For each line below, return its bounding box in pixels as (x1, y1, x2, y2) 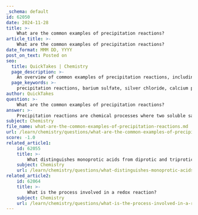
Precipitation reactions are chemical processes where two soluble (16, 113, 186, 118)
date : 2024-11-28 (6, 19, 49, 25)
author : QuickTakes (6, 91, 54, 97)
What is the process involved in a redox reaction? (27, 189, 157, 195)
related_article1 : (6, 140, 51, 146)
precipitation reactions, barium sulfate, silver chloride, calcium (16, 85, 189, 91)
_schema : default (6, 8, 49, 15)
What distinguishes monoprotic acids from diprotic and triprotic (27, 157, 194, 163)
